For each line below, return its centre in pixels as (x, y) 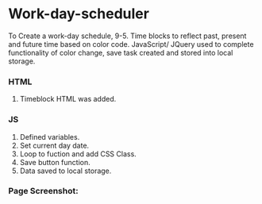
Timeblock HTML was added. (68, 99)
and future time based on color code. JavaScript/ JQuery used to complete (131, 44)
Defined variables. (50, 137)
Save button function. (55, 162)
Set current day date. (54, 145)
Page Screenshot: (43, 191)
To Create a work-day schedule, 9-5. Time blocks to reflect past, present (127, 36)
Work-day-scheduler (79, 14)
